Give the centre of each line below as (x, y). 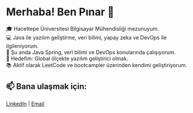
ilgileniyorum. (22, 46)
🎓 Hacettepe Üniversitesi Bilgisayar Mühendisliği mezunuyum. (83, 28)
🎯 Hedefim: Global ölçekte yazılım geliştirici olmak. (67, 58)
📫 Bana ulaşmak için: (46, 87)
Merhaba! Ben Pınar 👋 (60, 12)
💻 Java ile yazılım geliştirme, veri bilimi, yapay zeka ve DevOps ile (86, 37)
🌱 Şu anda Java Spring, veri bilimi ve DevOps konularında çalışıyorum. (91, 52)
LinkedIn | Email (25, 104)
